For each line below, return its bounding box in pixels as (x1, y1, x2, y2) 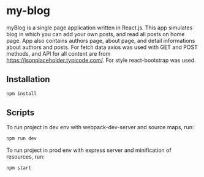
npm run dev (6, 135, 37, 141)
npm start (6, 165, 32, 171)
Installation (6, 74, 50, 85)
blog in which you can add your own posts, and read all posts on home (6, 30, 185, 37)
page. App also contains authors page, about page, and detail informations (6, 37, 195, 44)
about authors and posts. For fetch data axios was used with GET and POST (6, 43, 198, 51)
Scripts (6, 108, 35, 118)
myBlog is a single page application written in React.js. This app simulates (6, 24, 193, 31)
